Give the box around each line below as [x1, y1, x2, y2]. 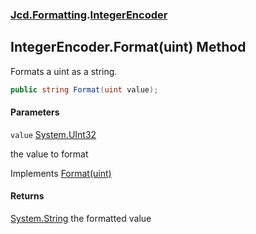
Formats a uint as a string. [10, 65, 118, 77]
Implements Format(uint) [10, 167, 112, 179]
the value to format [10, 148, 89, 160]
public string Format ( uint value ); [10, 84, 159, 95]
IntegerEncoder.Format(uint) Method [10, 39, 247, 56]
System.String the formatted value [10, 213, 152, 225]
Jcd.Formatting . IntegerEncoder [10, 8, 168, 22]
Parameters [10, 106, 60, 118]
